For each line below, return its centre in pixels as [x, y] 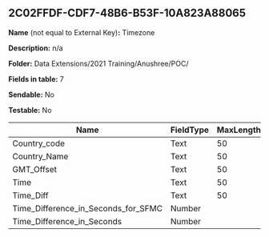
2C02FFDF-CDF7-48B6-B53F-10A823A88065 [127, 13]
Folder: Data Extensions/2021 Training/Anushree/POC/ [98, 63]
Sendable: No [31, 94]
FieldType [190, 130]
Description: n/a [36, 48]
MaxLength [239, 130]
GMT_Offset [35, 169]
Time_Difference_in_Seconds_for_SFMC [87, 208]
